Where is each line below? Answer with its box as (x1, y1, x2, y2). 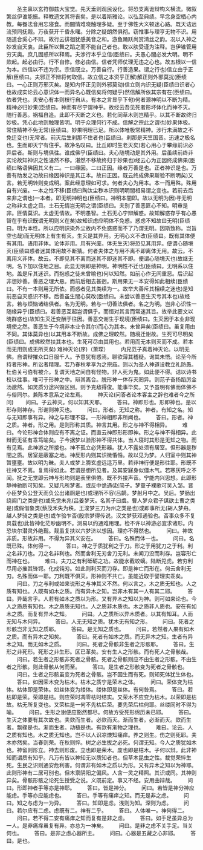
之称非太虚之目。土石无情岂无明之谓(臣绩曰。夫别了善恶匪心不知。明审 (6, 202, 183, 209)
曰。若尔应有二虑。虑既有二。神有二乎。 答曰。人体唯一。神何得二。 (6, 807, 188, 814)
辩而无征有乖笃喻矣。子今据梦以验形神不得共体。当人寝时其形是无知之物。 (6, 436, 192, 443)
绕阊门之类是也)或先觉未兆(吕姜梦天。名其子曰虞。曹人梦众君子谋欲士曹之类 (6, 497, 196, 504)
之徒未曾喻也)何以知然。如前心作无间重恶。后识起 (69, 270, 194, 277)
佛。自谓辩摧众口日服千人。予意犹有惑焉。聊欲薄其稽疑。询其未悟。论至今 (6, 353, 192, 360)
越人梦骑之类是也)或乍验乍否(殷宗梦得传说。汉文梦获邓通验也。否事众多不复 (6, 512, 196, 519)
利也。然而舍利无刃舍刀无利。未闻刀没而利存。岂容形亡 (59, 550, 197, 557)
